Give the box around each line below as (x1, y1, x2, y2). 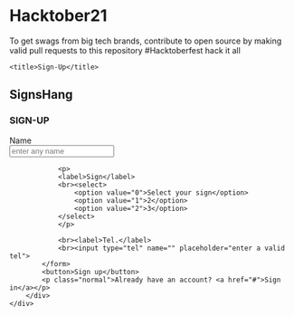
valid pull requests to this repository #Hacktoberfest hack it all (9, 44, 242, 55)
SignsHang (9, 87, 73, 102)
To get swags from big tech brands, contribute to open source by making (9, 35, 282, 46)
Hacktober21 (9, 5, 108, 26)
